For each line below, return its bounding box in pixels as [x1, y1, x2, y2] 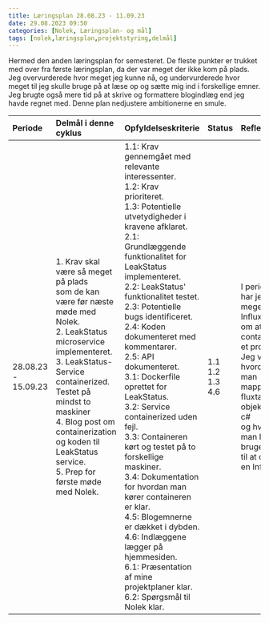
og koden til [55, 436, 100, 448]
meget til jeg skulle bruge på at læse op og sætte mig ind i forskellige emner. [8, 82, 261, 91]
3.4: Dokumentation [124, 472, 199, 483]
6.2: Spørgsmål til [124, 592, 191, 603]
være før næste [55, 296, 114, 307]
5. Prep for [55, 466, 96, 477]
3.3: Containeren [124, 432, 188, 443]
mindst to [55, 396, 91, 408]
